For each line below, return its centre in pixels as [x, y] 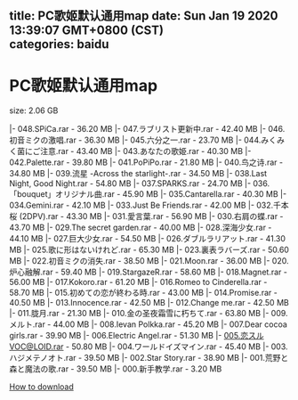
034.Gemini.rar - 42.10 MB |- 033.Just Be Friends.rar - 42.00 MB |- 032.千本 [149, 205]
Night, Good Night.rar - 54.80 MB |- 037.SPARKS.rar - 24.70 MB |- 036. [139, 184]
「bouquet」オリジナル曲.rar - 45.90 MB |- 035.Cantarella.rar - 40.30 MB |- [148, 194]
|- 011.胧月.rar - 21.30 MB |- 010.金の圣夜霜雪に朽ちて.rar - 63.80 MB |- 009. [149, 314]
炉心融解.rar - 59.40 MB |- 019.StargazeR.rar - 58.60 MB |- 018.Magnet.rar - [148, 272]
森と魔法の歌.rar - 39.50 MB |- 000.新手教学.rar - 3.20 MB [116, 369]
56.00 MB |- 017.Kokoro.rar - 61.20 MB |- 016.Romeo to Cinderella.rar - [138, 282]
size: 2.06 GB [34, 110]
